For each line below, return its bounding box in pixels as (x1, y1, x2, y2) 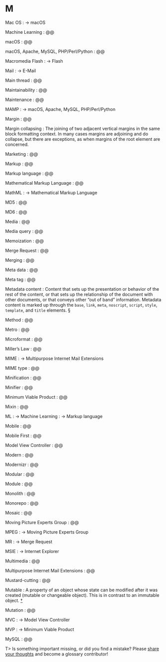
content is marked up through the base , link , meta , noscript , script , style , (5, 302, 158, 308)
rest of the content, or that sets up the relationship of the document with (5, 291, 153, 297)
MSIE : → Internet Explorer (5, 548, 59, 554)
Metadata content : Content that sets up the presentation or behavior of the (5, 286, 160, 292)
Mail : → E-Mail (5, 68, 36, 74)
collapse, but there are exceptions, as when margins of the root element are (5, 136, 161, 142)
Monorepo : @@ (5, 500, 39, 506)
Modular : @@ (5, 471, 35, 477)
